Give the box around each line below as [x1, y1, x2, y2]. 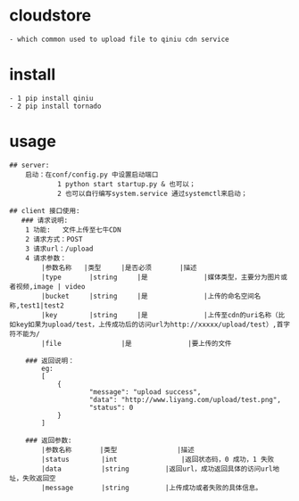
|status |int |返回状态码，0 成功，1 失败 [41, 455, 275, 464]
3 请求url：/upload [25, 244, 94, 253]
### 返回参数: [25, 436, 72, 445]
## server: [9, 160, 50, 169]
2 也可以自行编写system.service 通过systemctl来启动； [56, 189, 248, 198]
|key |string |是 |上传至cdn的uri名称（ [41, 310, 278, 319]
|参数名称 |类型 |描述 [41, 445, 195, 455]
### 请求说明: [21, 216, 69, 225]
